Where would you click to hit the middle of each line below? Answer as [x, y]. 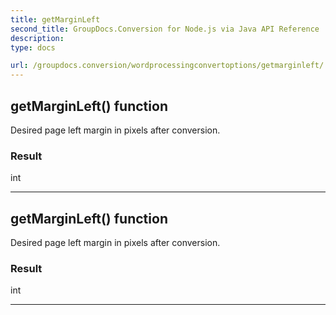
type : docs [33, 47]
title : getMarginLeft [55, 19]
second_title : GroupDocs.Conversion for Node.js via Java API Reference [165, 29]
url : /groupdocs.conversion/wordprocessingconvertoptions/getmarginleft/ [167, 66]
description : [37, 38]
